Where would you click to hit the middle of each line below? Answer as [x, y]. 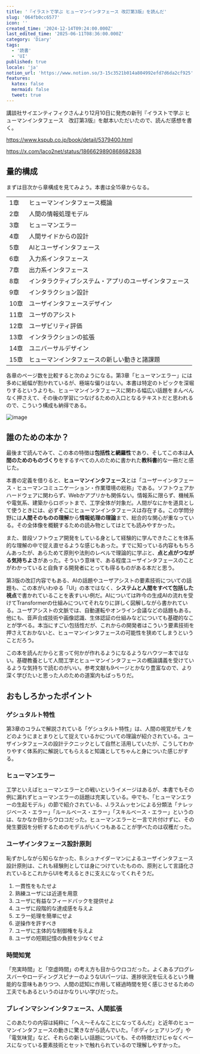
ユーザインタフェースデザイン [70, 304]
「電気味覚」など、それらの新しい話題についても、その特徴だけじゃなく [95, 1038]
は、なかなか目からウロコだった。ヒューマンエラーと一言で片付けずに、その [100, 820]
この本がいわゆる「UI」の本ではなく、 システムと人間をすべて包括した [108, 588]
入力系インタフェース [59, 259]
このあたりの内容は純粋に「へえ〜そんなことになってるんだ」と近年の [93, 1023]
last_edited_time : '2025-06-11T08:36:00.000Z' [65, 34]
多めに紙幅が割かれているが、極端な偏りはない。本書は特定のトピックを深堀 [100, 382]
